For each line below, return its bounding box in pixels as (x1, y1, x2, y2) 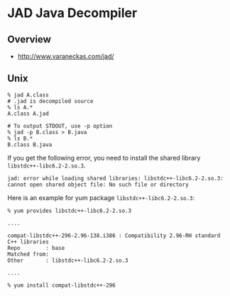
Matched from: (7, 251, 50, 258)
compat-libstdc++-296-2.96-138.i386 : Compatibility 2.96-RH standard (7, 232, 221, 239)
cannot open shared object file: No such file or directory (7, 181, 190, 188)
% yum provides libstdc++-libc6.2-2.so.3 (7, 207, 132, 214)
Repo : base (7, 244, 65, 251)
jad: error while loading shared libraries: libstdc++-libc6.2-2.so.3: (7, 175, 224, 182)
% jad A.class (7, 91, 50, 99)
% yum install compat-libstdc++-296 (7, 282, 116, 289)
